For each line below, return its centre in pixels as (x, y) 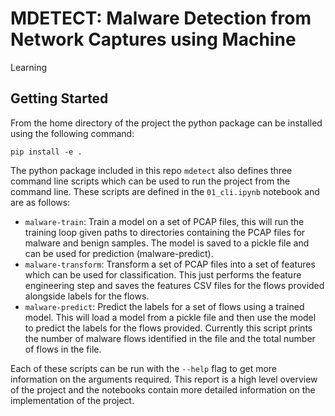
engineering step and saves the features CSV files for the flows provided (174, 285)
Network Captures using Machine (153, 39)
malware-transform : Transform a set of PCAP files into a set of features (170, 264)
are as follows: (40, 202)
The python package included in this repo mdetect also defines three (151, 170)
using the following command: (72, 133)
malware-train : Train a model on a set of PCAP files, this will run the (164, 221)
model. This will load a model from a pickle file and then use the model (170, 317)
